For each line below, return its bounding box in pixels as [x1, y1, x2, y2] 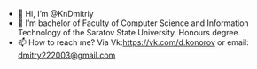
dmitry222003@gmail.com [17, 50, 116, 60]
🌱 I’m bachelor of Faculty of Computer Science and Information [17, 18, 250, 28]
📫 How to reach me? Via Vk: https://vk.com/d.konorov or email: [17, 37, 250, 48]
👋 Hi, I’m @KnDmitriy [17, 9, 95, 19]
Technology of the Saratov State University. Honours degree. [17, 27, 241, 37]
